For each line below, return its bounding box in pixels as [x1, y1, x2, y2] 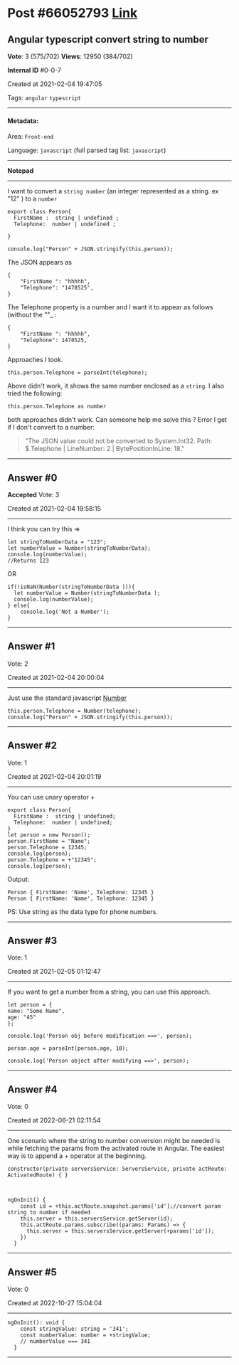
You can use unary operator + [7, 792, 95, 801]
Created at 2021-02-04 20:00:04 [7, 673, 105, 681]
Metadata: [7, 116, 39, 125]
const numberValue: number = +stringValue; [20, 1332, 152, 1339]
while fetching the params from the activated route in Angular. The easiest [7, 1144, 225, 1153]
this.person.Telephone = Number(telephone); [7, 707, 142, 714]
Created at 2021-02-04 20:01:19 [7, 772, 102, 780]
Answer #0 [7, 472, 58, 484]
